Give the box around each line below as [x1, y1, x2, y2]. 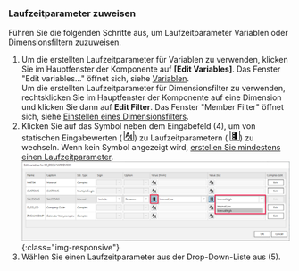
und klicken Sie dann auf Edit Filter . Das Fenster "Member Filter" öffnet [21, 102, 285, 113]
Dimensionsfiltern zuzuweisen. [8, 37, 122, 47]
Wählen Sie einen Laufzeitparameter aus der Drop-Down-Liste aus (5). [21, 251, 281, 262]
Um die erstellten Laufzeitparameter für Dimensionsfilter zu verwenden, [21, 83, 286, 94]
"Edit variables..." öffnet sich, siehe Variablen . [21, 73, 189, 84]
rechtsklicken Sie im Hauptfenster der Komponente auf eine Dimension [21, 92, 282, 103]
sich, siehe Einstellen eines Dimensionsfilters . [21, 111, 189, 123]
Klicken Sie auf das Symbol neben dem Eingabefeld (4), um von [21, 121, 256, 131]
